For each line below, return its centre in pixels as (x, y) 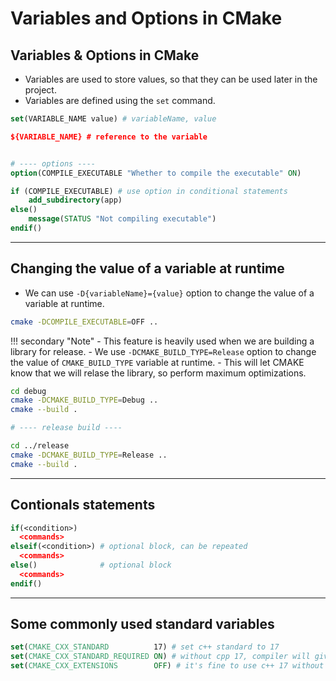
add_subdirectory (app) (75, 200)
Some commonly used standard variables (142, 624)
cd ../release (40, 446)
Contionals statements (83, 505)
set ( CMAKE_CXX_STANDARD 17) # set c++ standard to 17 (145, 647)
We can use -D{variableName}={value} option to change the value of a (169, 293)
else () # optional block (91, 565)
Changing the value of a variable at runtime (147, 268)
